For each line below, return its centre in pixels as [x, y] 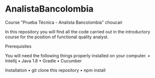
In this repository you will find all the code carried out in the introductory [77, 31]
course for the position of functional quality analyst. [57, 37]
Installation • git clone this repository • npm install [55, 70]
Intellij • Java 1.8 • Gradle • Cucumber [43, 61]
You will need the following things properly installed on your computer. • [77, 55]
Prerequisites [18, 46]
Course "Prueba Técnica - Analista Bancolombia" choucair [64, 22]
